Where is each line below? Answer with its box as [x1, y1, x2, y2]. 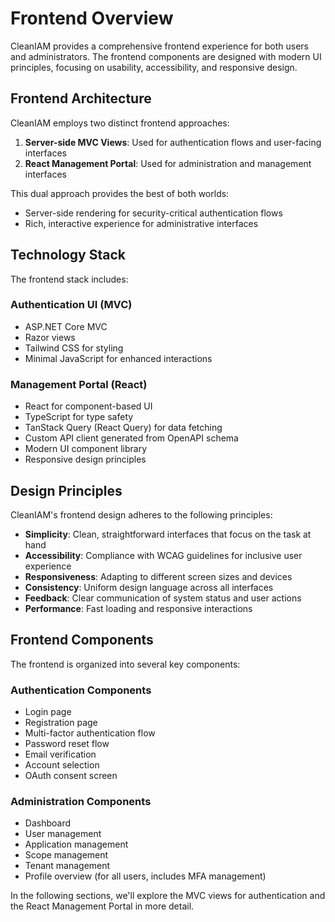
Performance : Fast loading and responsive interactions [24, 602, 253, 614]
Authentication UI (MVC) [10, 298, 133, 312]
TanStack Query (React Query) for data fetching [24, 422, 223, 434]
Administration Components [10, 795, 152, 808]
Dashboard [24, 817, 72, 829]
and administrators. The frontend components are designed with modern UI [10, 50, 322, 62]
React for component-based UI [24, 400, 153, 412]
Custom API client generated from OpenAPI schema [24, 432, 239, 444]
